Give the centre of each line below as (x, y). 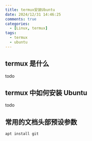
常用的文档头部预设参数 (41, 122)
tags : (11, 33)
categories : (17, 24)
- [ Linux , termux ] (29, 28)
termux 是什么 (27, 64)
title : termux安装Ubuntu (30, 10)
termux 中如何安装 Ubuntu (46, 93)
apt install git (22, 134)
